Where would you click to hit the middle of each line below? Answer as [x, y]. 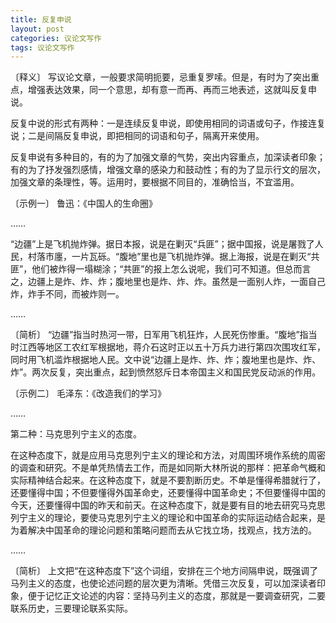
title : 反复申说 [41, 19]
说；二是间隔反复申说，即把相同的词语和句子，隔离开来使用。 [137, 136]
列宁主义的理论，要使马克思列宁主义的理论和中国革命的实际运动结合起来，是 [168, 518]
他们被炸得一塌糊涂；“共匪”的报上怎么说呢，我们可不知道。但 [158, 269]
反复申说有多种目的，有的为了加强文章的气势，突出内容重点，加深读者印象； [168, 157]
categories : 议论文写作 [56, 38]
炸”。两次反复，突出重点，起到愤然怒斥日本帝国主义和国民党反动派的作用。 [166, 372]
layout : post [37, 29]
